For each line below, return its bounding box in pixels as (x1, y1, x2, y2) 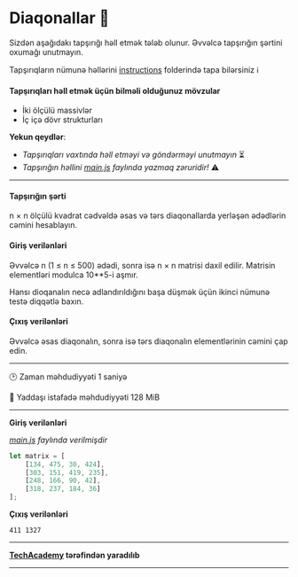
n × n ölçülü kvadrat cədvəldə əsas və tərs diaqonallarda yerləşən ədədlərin (9, 210, 286, 221)
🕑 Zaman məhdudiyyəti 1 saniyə (9, 371, 128, 382)
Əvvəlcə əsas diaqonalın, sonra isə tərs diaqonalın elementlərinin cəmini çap (9, 336, 288, 347)
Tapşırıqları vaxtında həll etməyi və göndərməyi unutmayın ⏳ (21, 150, 246, 160)
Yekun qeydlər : (9, 132, 67, 143)
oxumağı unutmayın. (9, 46, 83, 57)
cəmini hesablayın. (9, 220, 78, 230)
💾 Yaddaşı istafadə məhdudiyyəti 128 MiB (9, 392, 161, 402)
